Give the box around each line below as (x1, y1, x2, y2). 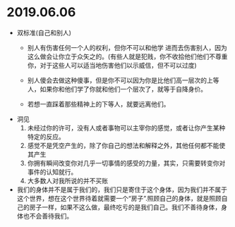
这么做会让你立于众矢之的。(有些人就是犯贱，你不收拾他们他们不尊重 (27, 52, 228, 61)
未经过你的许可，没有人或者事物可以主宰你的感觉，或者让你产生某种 (27, 123, 226, 132)
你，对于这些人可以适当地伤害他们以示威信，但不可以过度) (27, 61, 197, 69)
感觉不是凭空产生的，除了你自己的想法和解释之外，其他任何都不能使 (27, 141, 226, 149)
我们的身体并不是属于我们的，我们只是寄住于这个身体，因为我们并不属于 (16, 185, 227, 194)
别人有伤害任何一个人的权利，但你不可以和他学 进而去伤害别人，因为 (27, 43, 227, 51)
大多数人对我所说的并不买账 (27, 176, 109, 185)
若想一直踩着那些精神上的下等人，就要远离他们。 (27, 99, 170, 108)
